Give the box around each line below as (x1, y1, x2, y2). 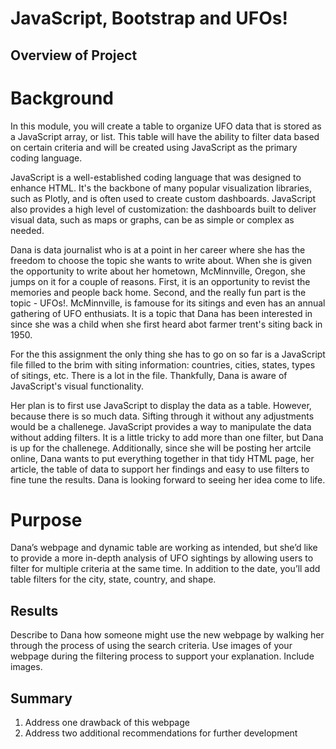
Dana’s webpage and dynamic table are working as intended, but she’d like (10, 542, 318, 554)
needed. (10, 224, 45, 236)
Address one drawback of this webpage (24, 717, 190, 729)
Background (10, 87, 114, 109)
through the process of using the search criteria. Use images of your (10, 640, 293, 652)
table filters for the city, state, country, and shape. (10, 573, 217, 586)
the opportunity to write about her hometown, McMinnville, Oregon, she (10, 265, 306, 277)
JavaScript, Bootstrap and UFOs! (10, 7, 288, 30)
